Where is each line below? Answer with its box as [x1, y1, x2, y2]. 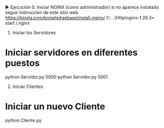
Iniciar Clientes [12, 83, 43, 89]
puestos [5, 58, 40, 69]
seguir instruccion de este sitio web [5, 9, 78, 15]
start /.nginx [5, 20, 30, 26]
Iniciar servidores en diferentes [5, 47, 138, 59]
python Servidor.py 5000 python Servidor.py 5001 [5, 74, 108, 80]
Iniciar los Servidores [12, 30, 56, 35]
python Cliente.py [5, 117, 42, 123]
